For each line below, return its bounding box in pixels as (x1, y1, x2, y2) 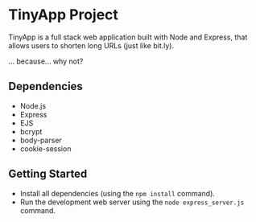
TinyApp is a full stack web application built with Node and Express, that (8, 32, 248, 42)
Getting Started (8, 167, 88, 181)
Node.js (19, 101, 47, 110)
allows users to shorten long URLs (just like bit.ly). (8, 40, 175, 50)
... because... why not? (8, 56, 84, 66)
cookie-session (19, 143, 72, 154)
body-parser (19, 135, 62, 145)
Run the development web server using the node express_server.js (19, 197, 245, 207)
